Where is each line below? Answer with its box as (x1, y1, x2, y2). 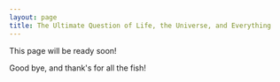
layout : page (9, 12, 58, 22)
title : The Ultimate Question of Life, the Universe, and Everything (9, 21, 272, 30)
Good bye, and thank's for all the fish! (9, 63, 146, 73)
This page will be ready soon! (9, 45, 117, 56)
